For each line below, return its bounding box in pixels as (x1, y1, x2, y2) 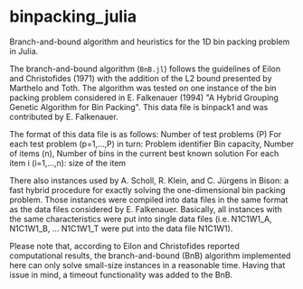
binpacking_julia (9, 6, 137, 27)
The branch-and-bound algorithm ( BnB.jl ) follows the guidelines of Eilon (9, 63, 281, 74)
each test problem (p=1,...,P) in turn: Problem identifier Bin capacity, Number (9, 138, 295, 149)
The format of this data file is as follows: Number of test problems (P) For (9, 128, 282, 139)
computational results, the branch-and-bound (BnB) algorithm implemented (9, 250, 291, 261)
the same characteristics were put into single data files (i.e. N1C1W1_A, (9, 213, 273, 224)
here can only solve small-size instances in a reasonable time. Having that (9, 259, 286, 270)
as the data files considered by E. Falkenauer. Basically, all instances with (9, 203, 282, 214)
